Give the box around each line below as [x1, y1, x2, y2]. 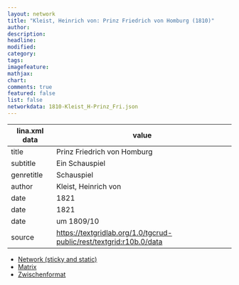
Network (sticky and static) [17, 254, 97, 264]
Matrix [17, 262, 37, 271]
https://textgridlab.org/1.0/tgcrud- [56, 227, 173, 237]
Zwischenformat [17, 270, 66, 279]
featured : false [7, 90, 55, 97]
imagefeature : [7, 63, 50, 71]
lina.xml [16, 125, 44, 135]
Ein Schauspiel [56, 158, 105, 168]
